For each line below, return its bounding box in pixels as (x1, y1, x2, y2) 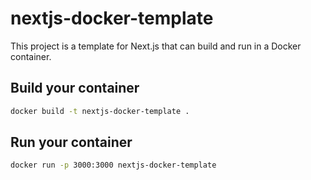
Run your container (10, 134, 133, 151)
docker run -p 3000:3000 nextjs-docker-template (10, 160, 217, 171)
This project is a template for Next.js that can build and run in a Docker (10, 40, 302, 52)
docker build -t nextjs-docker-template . (10, 106, 190, 116)
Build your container (10, 80, 140, 97)
